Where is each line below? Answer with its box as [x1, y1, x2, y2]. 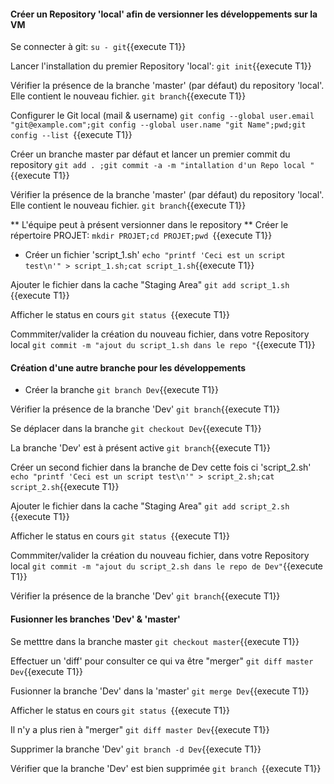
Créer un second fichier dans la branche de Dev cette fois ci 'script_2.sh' [10, 461, 312, 474]
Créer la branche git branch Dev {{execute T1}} [24, 384, 219, 396]
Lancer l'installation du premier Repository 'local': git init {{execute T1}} [10, 60, 312, 72]
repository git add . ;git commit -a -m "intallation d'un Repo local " [10, 159, 315, 171]
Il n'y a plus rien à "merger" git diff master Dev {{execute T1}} [10, 723, 270, 735]
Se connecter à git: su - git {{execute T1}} [10, 41, 187, 53]
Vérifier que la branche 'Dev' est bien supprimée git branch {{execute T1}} [10, 762, 322, 774]
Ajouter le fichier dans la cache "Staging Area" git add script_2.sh [10, 500, 290, 512]
